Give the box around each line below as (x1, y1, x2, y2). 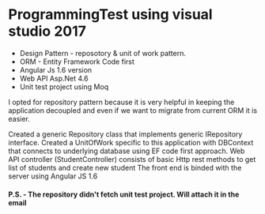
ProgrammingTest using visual (8, 6, 213, 24)
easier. (8, 114, 30, 123)
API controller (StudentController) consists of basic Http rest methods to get (8, 154, 256, 163)
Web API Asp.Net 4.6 (19, 73, 89, 83)
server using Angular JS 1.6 (8, 171, 98, 181)
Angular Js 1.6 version (19, 65, 93, 74)
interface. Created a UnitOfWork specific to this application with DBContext (8, 137, 254, 147)
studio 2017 (8, 22, 87, 40)
